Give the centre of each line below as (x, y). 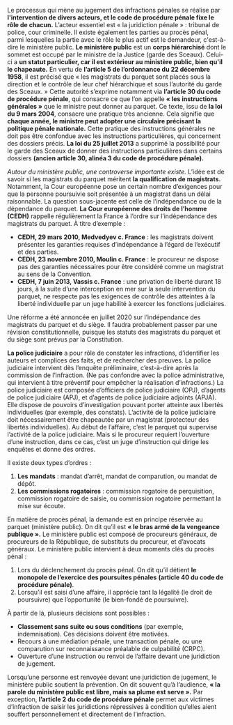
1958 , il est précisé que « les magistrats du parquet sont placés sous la (109, 77)
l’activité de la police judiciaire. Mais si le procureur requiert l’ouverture (109, 434)
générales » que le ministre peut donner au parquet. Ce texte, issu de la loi (115, 106)
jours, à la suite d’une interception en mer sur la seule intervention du (116, 289)
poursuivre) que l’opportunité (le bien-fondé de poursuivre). (103, 600)
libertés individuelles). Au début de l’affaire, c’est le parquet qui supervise (112, 427)
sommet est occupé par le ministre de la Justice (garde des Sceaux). (106, 54)
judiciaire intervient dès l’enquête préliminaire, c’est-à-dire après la (103, 368)
